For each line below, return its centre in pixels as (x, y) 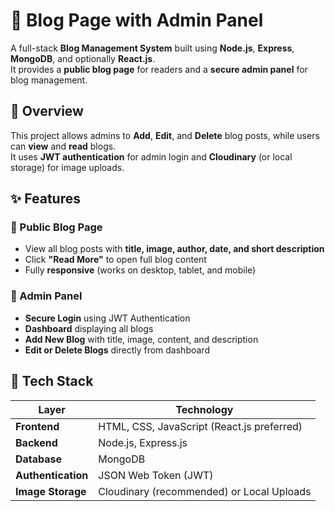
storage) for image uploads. (67, 167)
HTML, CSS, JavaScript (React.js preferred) (200, 426)
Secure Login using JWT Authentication (107, 318)
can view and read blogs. (63, 146)
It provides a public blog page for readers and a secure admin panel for (159, 69)
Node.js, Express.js (143, 442)
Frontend (37, 426)
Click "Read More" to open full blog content (115, 260)
